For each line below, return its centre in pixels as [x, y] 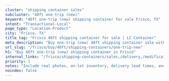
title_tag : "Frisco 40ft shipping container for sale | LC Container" [81, 38]
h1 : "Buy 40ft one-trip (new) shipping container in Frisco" [71, 52]
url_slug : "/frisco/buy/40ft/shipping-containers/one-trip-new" [74, 47]
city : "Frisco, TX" [26, 33]
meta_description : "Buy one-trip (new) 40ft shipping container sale [80, 43]
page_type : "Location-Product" [38, 29]
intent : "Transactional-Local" [38, 24]
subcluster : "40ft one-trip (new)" [43, 15]
